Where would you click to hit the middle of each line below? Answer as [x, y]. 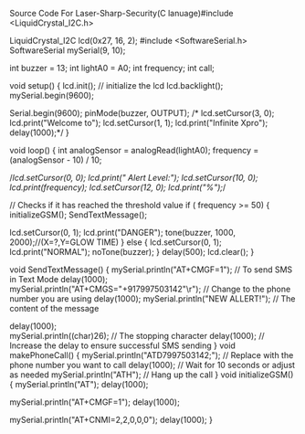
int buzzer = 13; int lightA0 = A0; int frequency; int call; [112, 68]
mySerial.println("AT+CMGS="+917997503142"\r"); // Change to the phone [150, 289]
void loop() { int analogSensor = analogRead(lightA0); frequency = [134, 150]
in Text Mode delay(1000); [58, 279]
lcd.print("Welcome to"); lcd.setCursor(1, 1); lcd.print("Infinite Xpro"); [139, 123]
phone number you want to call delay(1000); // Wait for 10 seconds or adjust [152, 365]
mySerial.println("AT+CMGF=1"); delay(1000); [95, 402]
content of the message [54, 308]
